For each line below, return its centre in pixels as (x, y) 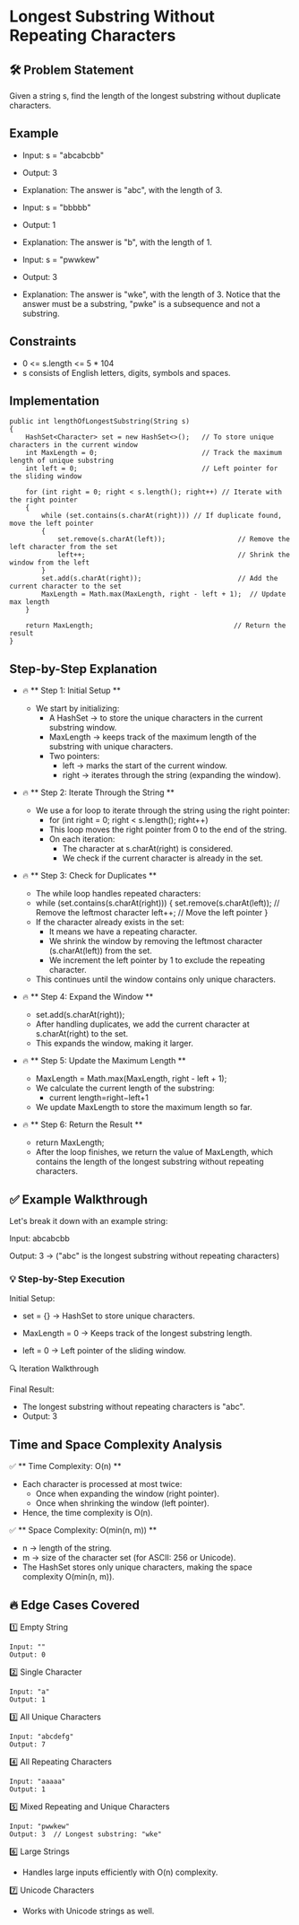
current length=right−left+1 (99, 1098)
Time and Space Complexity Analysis (115, 1444)
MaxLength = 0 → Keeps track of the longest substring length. (137, 1334)
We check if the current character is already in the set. (163, 858)
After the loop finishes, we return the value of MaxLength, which (154, 1152)
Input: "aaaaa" (38, 1781)
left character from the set (64, 547)
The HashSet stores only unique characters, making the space (137, 1567)
